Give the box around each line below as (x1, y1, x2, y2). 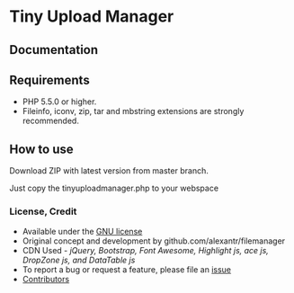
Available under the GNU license (22, 226, 143, 236)
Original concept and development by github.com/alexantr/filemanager (22, 235, 286, 246)
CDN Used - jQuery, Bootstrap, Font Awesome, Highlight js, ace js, (22, 244, 270, 255)
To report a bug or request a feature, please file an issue (22, 263, 232, 275)
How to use (9, 141, 74, 156)
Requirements (9, 72, 90, 87)
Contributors (22, 273, 70, 284)
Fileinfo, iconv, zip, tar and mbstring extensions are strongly (22, 106, 245, 117)
